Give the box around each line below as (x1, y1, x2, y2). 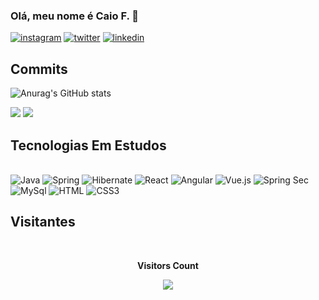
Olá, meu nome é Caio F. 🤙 (10, 9, 140, 23)
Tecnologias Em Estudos (10, 137, 167, 154)
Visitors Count (137, 259, 199, 271)
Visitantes (10, 214, 76, 231)
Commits (10, 60, 68, 78)
